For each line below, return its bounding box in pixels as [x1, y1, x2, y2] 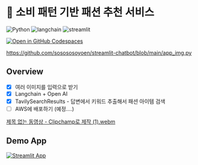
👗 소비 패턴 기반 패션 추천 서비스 [6, 5, 155, 19]
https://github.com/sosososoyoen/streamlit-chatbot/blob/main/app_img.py [6, 49, 192, 56]
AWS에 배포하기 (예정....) [14, 105, 74, 112]
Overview [6, 67, 44, 77]
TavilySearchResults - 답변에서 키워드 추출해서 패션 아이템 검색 [14, 98, 166, 105]
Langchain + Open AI [14, 90, 68, 97]
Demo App [6, 136, 47, 146]
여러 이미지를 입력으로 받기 [14, 83, 78, 90]
